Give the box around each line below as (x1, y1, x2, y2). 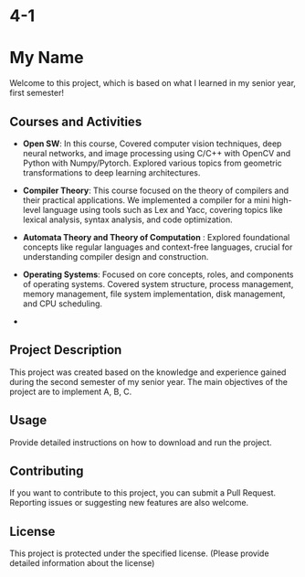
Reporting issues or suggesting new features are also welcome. (9, 497, 249, 508)
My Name (9, 48, 84, 69)
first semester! (9, 88, 65, 99)
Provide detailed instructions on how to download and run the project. (9, 436, 272, 448)
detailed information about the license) (9, 558, 155, 569)
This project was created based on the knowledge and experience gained (9, 367, 287, 378)
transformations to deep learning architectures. (22, 166, 201, 178)
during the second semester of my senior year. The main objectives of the (9, 376, 288, 387)
